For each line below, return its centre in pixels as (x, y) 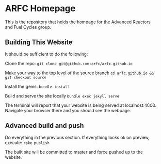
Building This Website (39, 42)
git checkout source (26, 77)
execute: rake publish (27, 142)
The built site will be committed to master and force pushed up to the (74, 152)
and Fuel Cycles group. (28, 27)
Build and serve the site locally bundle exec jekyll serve (62, 96)
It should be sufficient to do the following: (47, 54)
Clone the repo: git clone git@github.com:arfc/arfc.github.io (69, 63)
